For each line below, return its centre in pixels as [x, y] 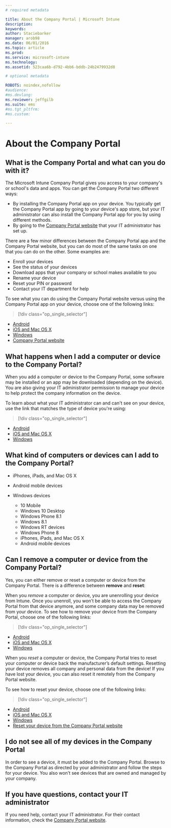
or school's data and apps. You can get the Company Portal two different [82, 188]
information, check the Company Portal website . [56, 820]
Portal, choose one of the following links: [48, 617]
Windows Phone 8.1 [41, 516]
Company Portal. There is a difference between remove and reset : [75, 585]
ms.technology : [21, 62]
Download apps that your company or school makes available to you [84, 272]
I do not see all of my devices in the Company [79, 742]
